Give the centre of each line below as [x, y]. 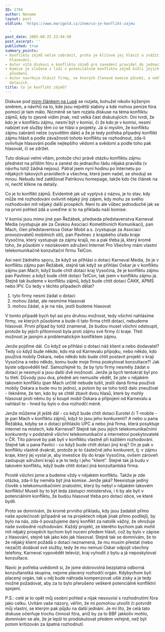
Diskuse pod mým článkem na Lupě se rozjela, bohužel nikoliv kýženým [78, 101]
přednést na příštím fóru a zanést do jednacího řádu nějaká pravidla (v [76, 163]
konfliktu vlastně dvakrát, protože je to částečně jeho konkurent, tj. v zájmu [81, 450]
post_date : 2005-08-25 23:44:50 [38, 37]
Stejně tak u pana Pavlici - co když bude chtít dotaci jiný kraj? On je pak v [79, 444]
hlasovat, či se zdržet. [27, 148]
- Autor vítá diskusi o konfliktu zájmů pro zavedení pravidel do [74, 65]
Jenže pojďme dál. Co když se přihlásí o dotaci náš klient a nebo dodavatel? [82, 346]
